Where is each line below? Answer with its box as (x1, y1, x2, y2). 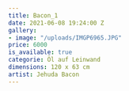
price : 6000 (8, 41, 47, 49)
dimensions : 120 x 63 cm (8, 63, 90, 71)
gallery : (8, 26, 37, 34)
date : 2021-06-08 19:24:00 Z (8, 19, 104, 27)
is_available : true (8, 48, 73, 56)
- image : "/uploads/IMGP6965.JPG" (8, 33, 123, 42)
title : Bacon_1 (8, 11, 59, 20)
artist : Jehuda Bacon (8, 70, 80, 78)
